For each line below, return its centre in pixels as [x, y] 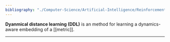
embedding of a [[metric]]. [47, 29]
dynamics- [150, 24]
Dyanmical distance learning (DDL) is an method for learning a [71, 24]
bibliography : [20, 10]
